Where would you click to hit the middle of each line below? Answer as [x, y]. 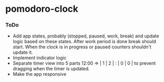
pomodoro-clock [42, 9]
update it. [23, 52]
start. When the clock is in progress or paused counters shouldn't [82, 47]
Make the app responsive [39, 74]
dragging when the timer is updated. [51, 69]
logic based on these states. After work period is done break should [84, 42]
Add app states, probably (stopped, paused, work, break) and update [86, 36]
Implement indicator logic [39, 58]
